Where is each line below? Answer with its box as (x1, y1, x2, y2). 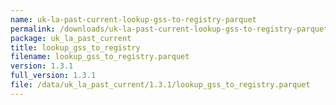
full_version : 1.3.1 (10, 71, 97, 81)
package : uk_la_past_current (10, 33, 132, 43)
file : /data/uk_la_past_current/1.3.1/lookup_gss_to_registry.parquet (10, 80, 311, 90)
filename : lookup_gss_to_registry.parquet (10, 52, 190, 62)
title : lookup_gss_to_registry (10, 42, 141, 53)
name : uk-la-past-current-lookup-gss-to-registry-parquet (10, 14, 257, 25)
